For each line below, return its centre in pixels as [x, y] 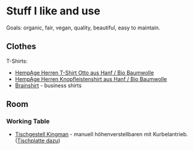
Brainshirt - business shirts [48, 85]
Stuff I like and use [53, 11]
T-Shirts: [17, 61]
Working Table [28, 121]
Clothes [21, 46]
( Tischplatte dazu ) [38, 141]
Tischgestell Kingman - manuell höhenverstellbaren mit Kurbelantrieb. [101, 134]
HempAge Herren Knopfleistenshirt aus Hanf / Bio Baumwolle [91, 79]
